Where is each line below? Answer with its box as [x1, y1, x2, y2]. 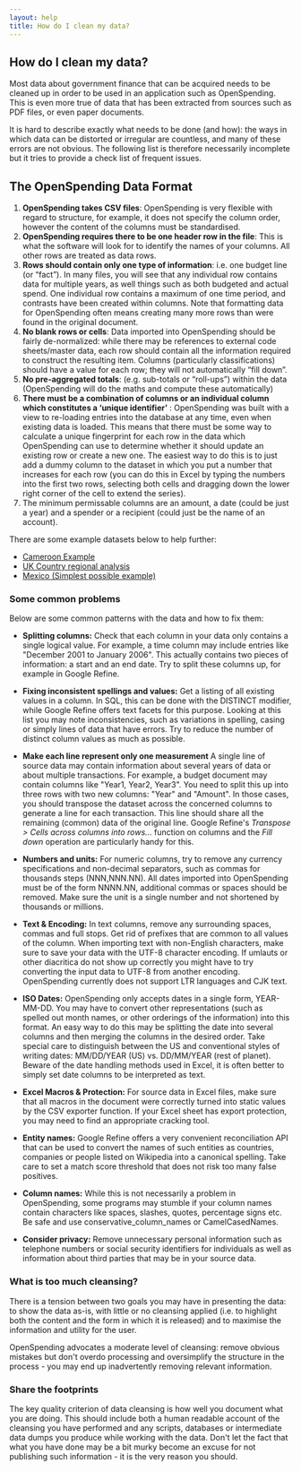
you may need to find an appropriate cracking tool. [21, 1115, 210, 1126]
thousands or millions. [21, 901, 105, 912]
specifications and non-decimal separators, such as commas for [21, 864, 261, 874]
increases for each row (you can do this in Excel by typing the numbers [21, 469, 286, 480]
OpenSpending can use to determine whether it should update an [21, 441, 264, 452]
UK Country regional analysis [21, 561, 131, 572]
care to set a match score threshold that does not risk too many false [21, 1161, 277, 1172]
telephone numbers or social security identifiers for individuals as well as [21, 1243, 292, 1254]
